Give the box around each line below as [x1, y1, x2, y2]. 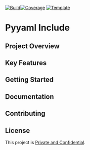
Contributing [5, 109, 45, 118]
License [5, 126, 30, 135]
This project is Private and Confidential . [5, 139, 86, 145]
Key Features [5, 59, 47, 67]
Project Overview [5, 42, 60, 50]
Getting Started [5, 75, 54, 84]
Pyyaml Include [5, 22, 70, 33]
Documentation [5, 92, 54, 101]
